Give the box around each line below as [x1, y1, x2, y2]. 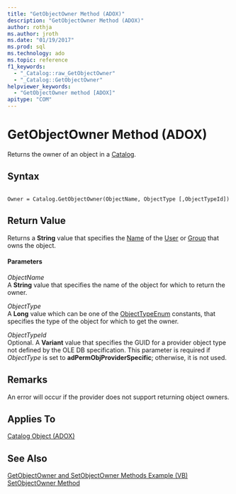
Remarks [7, 374, 48, 386]
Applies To [7, 412, 56, 425]
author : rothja [7, 23, 52, 30]
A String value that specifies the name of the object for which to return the [7, 281, 225, 289]
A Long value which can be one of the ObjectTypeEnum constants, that [7, 309, 216, 318]
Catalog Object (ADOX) [7, 432, 76, 440]
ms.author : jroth [7, 30, 59, 38]
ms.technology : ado [7, 50, 65, 57]
